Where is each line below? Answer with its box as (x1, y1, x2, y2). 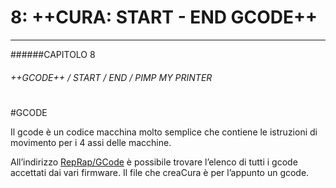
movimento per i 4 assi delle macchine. (10, 136, 172, 148)
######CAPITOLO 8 (10, 48, 96, 60)
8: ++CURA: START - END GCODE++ (10, 6, 318, 29)
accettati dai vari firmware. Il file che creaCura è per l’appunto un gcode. (10, 166, 310, 178)
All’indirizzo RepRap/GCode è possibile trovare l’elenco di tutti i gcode (10, 156, 298, 168)
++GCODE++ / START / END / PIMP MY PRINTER (10, 71, 213, 83)
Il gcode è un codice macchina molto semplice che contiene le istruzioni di (10, 126, 318, 138)
